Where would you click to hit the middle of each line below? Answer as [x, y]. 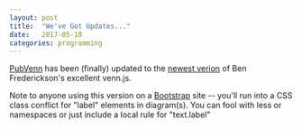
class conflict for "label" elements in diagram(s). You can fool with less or [146, 106]
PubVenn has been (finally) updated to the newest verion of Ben [128, 69]
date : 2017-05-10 [46, 34]
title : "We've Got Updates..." [70, 26]
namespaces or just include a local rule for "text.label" [110, 115]
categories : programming [56, 43]
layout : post [34, 18]
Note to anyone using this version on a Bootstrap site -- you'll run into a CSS [151, 96]
